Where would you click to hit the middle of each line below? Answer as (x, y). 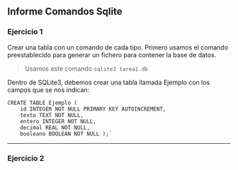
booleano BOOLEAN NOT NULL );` (66, 134)
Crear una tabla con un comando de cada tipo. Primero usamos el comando (118, 47)
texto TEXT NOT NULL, (52, 115)
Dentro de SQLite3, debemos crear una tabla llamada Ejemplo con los (109, 82)
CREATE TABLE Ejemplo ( (42, 103)
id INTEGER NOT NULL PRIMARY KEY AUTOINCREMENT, (93, 109)
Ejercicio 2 (26, 158)
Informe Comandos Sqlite (65, 12)
